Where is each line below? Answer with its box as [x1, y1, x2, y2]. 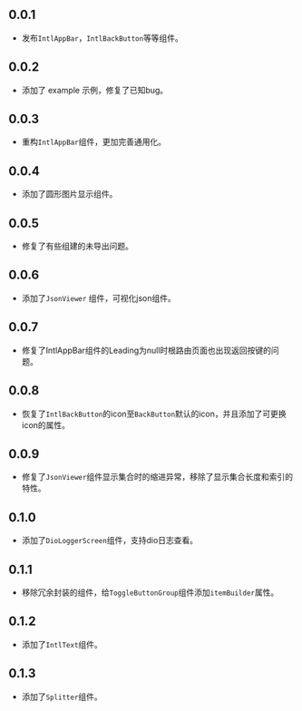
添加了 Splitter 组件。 [21, 691, 103, 702]
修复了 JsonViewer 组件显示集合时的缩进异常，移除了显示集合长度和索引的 [21, 472, 294, 482]
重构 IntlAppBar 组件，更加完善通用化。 [21, 136, 167, 148]
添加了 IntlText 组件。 [21, 638, 103, 649]
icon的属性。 [21, 419, 70, 430]
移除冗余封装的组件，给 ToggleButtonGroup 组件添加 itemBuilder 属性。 [21, 587, 279, 598]
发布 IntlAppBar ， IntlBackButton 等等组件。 [21, 32, 183, 44]
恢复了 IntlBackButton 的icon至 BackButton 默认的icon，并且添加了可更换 [21, 408, 287, 419]
